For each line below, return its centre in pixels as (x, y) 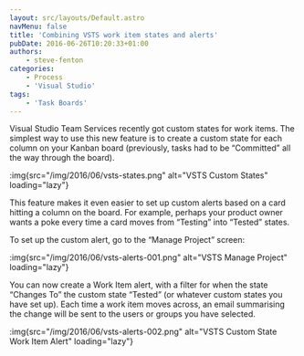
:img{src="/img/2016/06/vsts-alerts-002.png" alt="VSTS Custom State (143, 332)
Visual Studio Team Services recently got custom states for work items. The (152, 129)
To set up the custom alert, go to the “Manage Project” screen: (127, 240)
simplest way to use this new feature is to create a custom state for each (146, 139)
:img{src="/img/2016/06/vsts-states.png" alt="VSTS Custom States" (139, 175)
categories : (32, 69)
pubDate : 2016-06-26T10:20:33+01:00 (79, 43)
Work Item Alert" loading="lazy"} (72, 341)
